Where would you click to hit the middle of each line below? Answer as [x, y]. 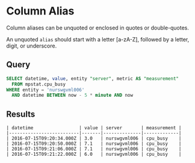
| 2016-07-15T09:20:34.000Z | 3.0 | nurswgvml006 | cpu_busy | [94, 139]
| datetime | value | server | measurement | [94, 128]
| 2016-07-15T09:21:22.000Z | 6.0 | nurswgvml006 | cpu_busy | [94, 155]
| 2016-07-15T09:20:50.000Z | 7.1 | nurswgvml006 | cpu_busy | [94, 144]
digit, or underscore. [32, 46]
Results [21, 114]
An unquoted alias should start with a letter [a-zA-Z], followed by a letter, [98, 39]
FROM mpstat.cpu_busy [39, 84]
